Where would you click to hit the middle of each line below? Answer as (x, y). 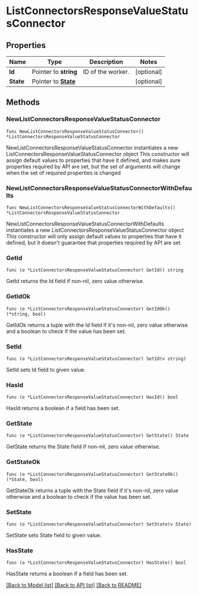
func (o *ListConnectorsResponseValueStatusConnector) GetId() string (95, 270)
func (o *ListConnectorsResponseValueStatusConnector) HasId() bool (92, 397)
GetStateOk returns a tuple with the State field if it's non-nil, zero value (92, 490)
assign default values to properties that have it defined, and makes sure (93, 160)
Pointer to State (53, 81)
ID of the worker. (106, 72)
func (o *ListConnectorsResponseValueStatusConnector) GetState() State (98, 436)
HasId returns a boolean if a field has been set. (63, 408)
